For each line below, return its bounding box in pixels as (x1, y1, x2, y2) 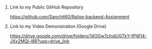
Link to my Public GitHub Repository (9, 4, 84, 10)
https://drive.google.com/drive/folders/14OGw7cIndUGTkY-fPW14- (9, 33, 147, 39)
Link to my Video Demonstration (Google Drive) (9, 23, 106, 29)
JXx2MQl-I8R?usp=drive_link (9, 38, 70, 44)
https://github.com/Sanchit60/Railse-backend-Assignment (9, 14, 130, 19)
